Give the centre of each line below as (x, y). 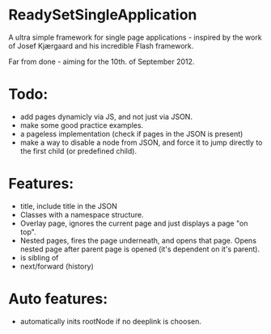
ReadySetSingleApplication (103, 15)
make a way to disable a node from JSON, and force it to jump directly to (141, 142)
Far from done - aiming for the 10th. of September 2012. (102, 61)
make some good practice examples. (82, 125)
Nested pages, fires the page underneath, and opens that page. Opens (138, 240)
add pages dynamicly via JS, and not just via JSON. (106, 116)
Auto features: (58, 299)
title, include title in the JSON (68, 206)
